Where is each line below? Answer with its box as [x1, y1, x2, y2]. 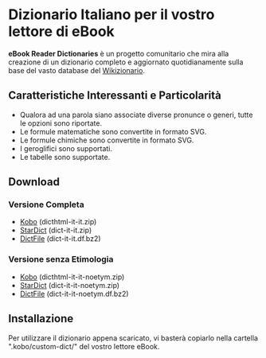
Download [8, 175, 60, 189]
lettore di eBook [8, 22, 115, 41]
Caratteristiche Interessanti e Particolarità [8, 89, 221, 103]
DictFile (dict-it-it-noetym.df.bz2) [19, 289, 129, 298]
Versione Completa [8, 199, 85, 210]
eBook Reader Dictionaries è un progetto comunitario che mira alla [8, 49, 229, 58]
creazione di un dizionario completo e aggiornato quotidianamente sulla [8, 57, 244, 67]
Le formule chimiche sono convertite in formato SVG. [19, 135, 194, 145]
